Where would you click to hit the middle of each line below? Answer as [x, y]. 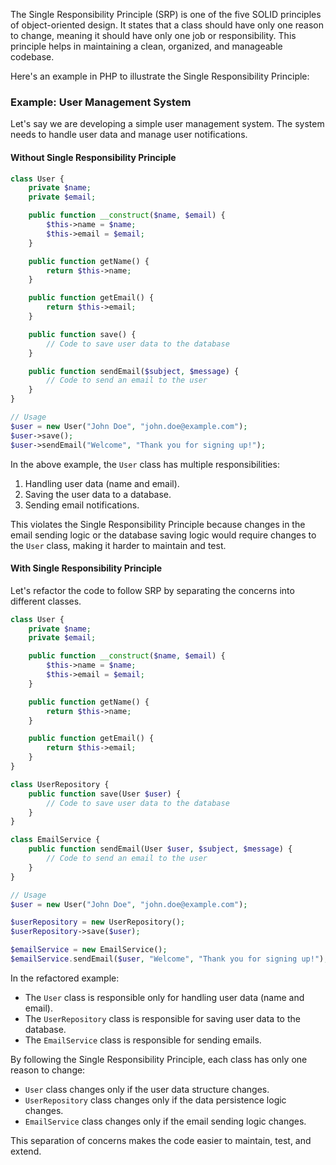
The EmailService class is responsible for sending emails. [143, 1040]
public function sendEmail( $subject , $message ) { [134, 371]
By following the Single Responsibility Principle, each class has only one [159, 1059]
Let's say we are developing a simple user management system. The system [167, 124]
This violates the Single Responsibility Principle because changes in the [158, 524]
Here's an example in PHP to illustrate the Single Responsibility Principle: [160, 76]
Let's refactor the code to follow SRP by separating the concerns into [152, 590]
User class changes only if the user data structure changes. [147, 1089]
